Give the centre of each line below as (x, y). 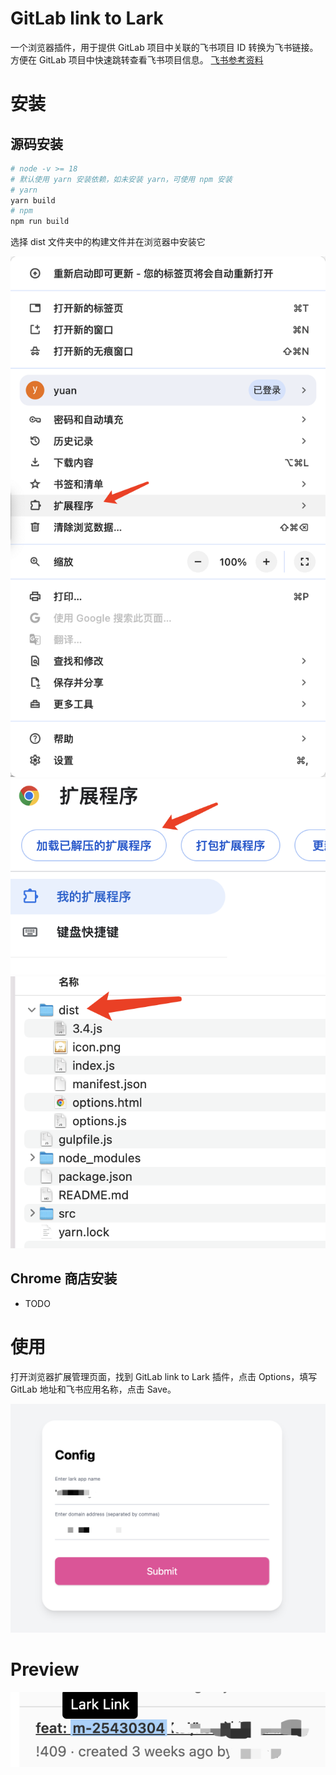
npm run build (40, 222)
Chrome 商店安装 (64, 1278)
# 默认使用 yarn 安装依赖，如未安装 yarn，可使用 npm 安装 (121, 179)
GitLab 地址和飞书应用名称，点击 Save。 (93, 1389)
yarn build (33, 200)
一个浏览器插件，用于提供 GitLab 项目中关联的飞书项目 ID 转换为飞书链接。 (164, 47)
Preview (45, 1669)
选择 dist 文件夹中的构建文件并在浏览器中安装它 (108, 242)
